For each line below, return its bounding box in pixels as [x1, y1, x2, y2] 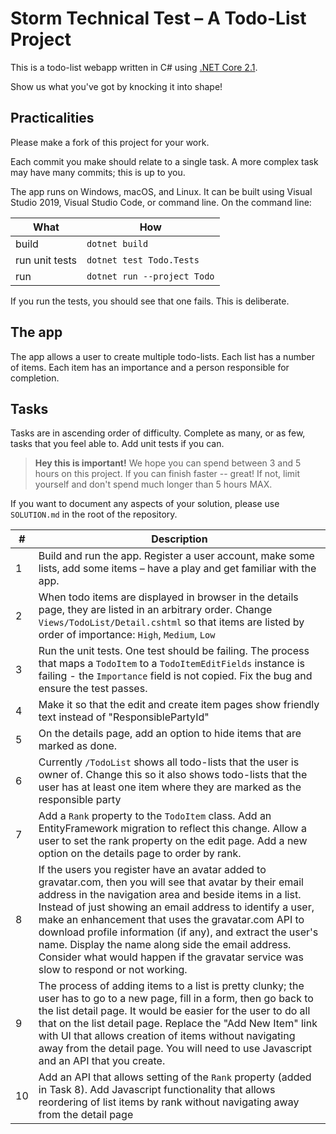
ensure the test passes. [38, 682, 148, 696]
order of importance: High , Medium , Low [38, 628, 216, 642]
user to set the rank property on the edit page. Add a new [38, 834, 308, 848]
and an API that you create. [38, 1054, 166, 1068]
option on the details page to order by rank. [38, 847, 242, 861]
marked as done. [38, 739, 118, 753]
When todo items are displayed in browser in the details [38, 590, 299, 604]
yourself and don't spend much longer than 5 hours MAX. [34, 478, 273, 491]
